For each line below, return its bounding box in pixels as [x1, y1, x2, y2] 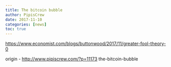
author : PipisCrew [5, 12, 44, 17]
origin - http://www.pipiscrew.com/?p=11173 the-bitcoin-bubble [5, 56, 138, 62]
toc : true [5, 27, 27, 32]
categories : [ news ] [5, 21, 47, 27]
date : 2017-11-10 [5, 17, 42, 22]
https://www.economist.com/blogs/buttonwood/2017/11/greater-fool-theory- [5, 40, 166, 47]
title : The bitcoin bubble [5, 7, 63, 13]
